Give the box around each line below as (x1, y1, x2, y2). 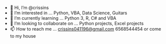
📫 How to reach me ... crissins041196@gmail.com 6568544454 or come (10, 26, 161, 32)
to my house (10, 33, 36, 39)
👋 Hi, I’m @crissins (10, 5, 49, 10)
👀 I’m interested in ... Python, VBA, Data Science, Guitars (10, 10, 127, 16)
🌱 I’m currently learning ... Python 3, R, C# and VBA (10, 15, 117, 21)
